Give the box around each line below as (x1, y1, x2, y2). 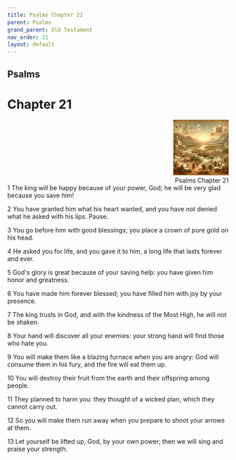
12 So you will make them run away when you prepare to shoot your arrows (7, 416, 225, 425)
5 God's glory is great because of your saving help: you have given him (7, 268, 214, 277)
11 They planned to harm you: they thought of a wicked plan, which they (7, 395, 215, 404)
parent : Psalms (7, 18, 52, 26)
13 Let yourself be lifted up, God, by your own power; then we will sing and (7, 437, 223, 446)
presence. (7, 297, 37, 306)
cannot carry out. (7, 402, 58, 411)
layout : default (7, 41, 55, 49)
